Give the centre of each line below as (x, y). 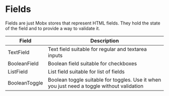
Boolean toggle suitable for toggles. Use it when (104, 79)
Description (105, 40)
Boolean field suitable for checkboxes (92, 63)
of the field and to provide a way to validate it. (53, 28)
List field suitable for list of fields (86, 71)
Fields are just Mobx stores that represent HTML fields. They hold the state (83, 23)
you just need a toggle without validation (96, 86)
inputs (55, 55)
